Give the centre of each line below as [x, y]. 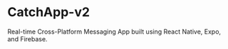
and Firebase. [27, 38]
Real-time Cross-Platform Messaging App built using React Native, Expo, [114, 31]
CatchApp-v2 [49, 12]
